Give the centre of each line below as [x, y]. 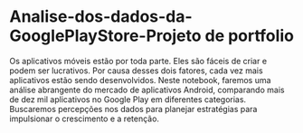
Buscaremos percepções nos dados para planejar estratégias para [133, 109]
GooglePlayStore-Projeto [105, 36]
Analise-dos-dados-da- [101, 17]
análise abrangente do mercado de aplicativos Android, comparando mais [147, 90]
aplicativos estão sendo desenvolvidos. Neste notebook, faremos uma [140, 80]
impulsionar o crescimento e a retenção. [85, 119]
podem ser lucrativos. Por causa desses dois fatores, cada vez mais [137, 71]
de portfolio [249, 36]
